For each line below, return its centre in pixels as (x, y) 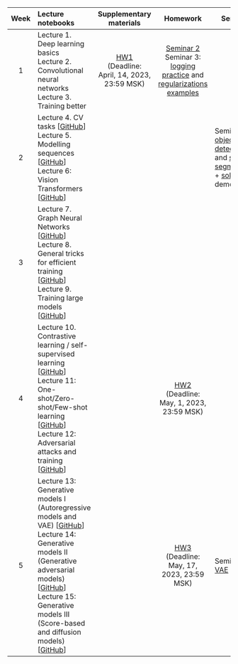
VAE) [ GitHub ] (61, 525)
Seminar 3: (183, 57)
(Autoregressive (64, 508)
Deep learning (61, 44)
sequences (56, 153)
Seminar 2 (183, 48)
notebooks (56, 23)
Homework (183, 18)
